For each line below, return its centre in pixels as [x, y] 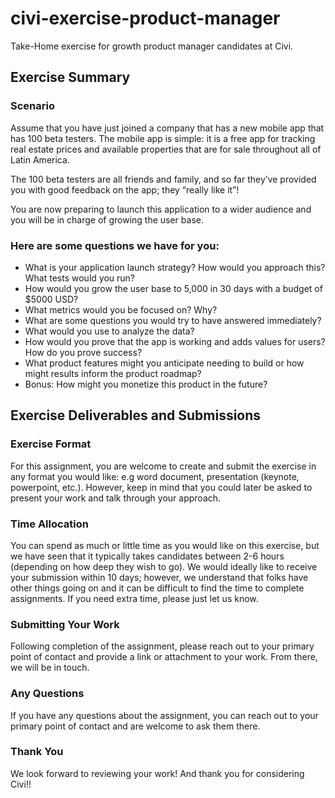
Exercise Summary [70, 77]
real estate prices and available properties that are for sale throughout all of [166, 149]
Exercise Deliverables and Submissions [136, 415]
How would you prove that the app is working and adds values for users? [175, 341]
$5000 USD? [51, 299]
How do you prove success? [83, 352]
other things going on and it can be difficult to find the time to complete [157, 588]
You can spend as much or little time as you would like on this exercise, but [165, 545]
